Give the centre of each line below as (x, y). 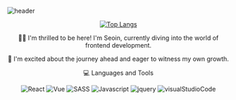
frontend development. (118, 45)
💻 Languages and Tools (118, 73)
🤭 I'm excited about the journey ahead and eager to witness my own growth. (118, 59)
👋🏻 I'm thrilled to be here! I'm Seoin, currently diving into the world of (118, 38)
